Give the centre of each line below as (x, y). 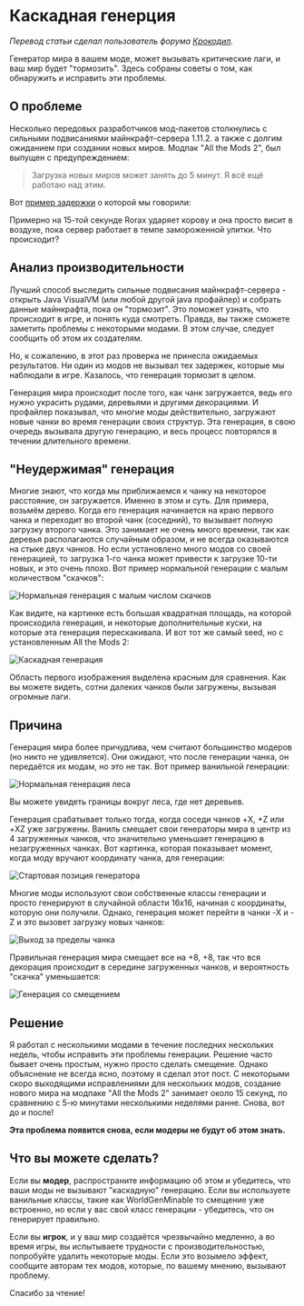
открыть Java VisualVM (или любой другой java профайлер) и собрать (145, 299)
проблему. (30, 1275)
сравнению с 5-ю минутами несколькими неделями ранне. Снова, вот (147, 1102)
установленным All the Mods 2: (69, 643)
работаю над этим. (69, 184)
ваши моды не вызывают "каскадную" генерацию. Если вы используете (150, 1190)
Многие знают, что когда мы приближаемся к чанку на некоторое (138, 491)
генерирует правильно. (55, 1219)
